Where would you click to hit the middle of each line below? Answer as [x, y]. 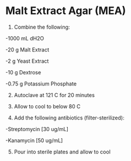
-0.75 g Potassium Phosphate [41, 84]
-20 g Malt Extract [27, 49]
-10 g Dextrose [23, 72]
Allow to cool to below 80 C [47, 106]
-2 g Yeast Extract [27, 61]
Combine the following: [42, 27]
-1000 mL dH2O [25, 38]
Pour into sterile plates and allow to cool [62, 152]
